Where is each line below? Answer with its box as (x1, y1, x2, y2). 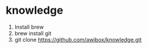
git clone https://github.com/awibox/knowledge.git (14, 36, 142, 43)
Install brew (14, 23, 44, 30)
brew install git (14, 29, 52, 36)
